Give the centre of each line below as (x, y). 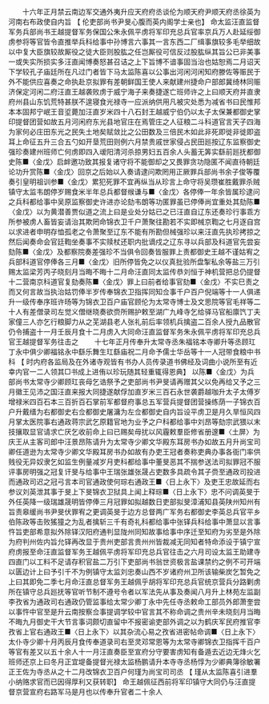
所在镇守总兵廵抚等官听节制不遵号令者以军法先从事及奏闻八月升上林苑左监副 (134, 592)
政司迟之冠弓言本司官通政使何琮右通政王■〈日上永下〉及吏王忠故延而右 (141, 482)
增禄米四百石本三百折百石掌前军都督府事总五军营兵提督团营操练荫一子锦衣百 (134, 402)
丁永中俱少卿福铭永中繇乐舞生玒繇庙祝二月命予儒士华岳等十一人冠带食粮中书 (134, 352)
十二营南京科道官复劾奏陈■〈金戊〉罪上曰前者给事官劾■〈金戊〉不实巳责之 (134, 282)
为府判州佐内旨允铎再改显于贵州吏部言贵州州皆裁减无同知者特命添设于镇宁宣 (134, 542)
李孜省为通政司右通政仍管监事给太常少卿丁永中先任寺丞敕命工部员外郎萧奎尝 (134, 602)
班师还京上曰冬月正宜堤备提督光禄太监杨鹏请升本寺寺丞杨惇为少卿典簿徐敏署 (134, 662)
